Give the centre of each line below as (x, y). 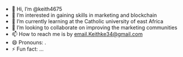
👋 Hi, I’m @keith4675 (37, 9)
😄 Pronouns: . (29, 42)
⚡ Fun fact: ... (27, 49)
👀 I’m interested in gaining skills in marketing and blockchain (84, 15)
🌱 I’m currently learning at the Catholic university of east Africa (87, 21)
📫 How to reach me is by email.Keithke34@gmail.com (77, 34)
